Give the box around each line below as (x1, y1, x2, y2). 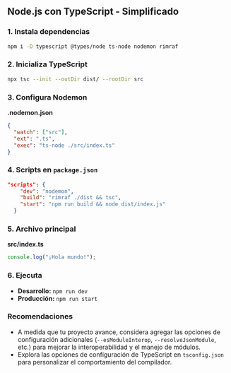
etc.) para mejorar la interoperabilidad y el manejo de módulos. (17, 343, 201, 351)
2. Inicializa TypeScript (7, 59, 88, 69)
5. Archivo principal (7, 224, 76, 234)
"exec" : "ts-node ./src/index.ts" (13, 141, 115, 149)
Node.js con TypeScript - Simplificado (7, 6, 179, 18)
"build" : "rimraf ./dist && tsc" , (20, 194, 122, 201)
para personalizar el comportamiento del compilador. (17, 357, 172, 366)
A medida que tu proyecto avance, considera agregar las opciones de (17, 328, 221, 336)
